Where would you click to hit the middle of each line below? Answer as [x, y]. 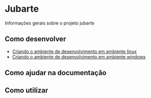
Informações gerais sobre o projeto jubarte [50, 23]
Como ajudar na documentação [56, 73]
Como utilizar [27, 90]
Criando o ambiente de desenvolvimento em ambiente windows [79, 57]
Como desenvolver [36, 39]
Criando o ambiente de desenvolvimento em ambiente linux [74, 51]
